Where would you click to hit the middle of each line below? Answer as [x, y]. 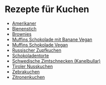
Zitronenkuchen [28, 77]
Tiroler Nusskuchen [32, 66]
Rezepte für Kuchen [47, 9]
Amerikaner [24, 23]
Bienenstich [24, 28]
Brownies [22, 34]
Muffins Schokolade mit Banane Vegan [52, 39]
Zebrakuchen [26, 71]
